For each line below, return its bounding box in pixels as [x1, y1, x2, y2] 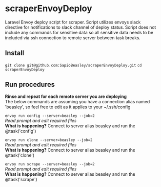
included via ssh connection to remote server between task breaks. [5, 35, 141, 41]
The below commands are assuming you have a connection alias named [5, 98, 150, 104]
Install [5, 49, 24, 57]
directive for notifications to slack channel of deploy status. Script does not [5, 24, 156, 30]
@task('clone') [5, 152, 35, 158]
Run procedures [5, 80, 55, 89]
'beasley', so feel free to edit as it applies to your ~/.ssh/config [5, 104, 131, 110]
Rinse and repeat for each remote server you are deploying [5, 93, 127, 99]
